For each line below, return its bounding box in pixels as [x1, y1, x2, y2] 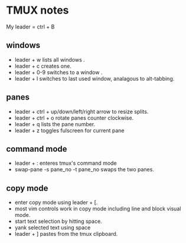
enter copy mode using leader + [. [14, 199, 98, 206]
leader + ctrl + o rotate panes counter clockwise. [14, 114, 134, 121]
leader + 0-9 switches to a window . [14, 69, 103, 76]
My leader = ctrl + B [6, 23, 55, 30]
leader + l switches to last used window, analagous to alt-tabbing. [14, 75, 175, 82]
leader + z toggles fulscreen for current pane [14, 127, 125, 134]
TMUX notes [6, 4, 69, 17]
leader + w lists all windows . [14, 56, 86, 63]
